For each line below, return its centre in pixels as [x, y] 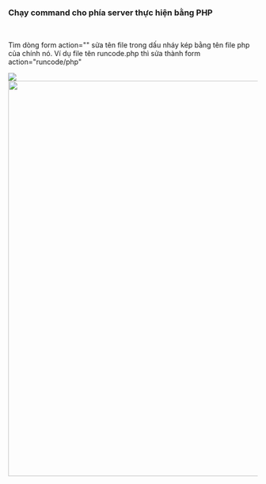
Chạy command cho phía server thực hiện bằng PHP [110, 13]
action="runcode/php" [45, 62]
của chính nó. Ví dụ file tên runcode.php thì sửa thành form [104, 54]
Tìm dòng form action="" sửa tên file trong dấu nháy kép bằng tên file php [129, 45]
